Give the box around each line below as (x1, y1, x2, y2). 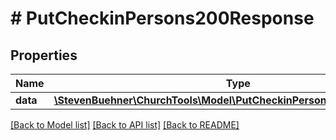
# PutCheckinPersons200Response (10, 7, 315, 30)
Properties (10, 47, 78, 64)
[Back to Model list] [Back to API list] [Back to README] (10, 119, 240, 131)
